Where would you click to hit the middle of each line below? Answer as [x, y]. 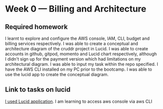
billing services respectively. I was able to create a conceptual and [72, 44]
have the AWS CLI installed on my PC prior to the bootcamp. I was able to [79, 69]
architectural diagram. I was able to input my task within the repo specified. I [81, 64]
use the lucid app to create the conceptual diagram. [57, 74]
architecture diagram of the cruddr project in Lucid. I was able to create [77, 49]
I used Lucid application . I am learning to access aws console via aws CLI [79, 101]
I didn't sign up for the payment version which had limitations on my [73, 59]
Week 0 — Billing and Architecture [76, 9]
